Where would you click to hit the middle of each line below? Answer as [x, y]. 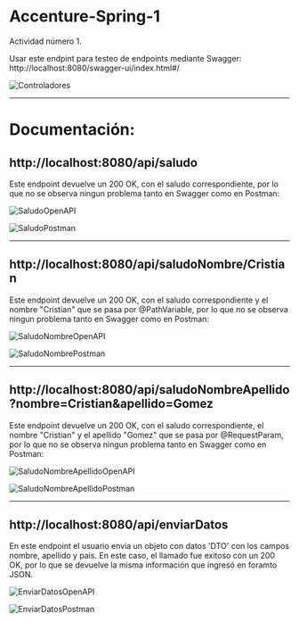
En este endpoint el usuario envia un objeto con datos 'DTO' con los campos [149, 546]
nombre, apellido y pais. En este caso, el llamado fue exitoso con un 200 [142, 556]
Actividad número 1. [45, 41]
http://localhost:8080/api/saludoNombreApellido [149, 390]
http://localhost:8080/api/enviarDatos [119, 524]
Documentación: [72, 130]
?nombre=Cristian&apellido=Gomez [111, 404]
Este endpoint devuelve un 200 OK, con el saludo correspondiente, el [137, 425]
